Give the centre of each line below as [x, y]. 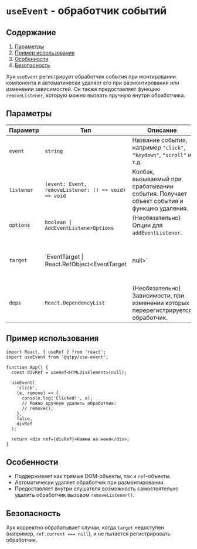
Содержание [31, 33]
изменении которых [161, 303]
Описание [162, 130]
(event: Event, [66, 184]
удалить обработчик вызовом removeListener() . [74, 495]
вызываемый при [157, 179]
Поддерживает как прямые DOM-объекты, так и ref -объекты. [93, 476]
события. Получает [160, 194]
